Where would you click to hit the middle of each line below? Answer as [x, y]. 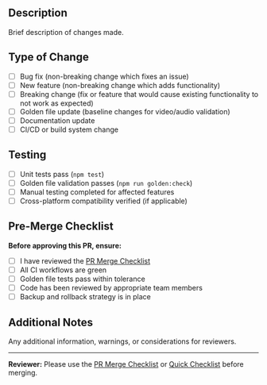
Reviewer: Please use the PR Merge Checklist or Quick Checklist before [126, 364]
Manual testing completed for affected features [97, 192]
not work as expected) [56, 103]
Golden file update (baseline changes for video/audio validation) [125, 111]
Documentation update [57, 120]
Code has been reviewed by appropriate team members [111, 288]
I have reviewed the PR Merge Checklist [85, 260]
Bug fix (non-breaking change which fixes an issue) [104, 76]
